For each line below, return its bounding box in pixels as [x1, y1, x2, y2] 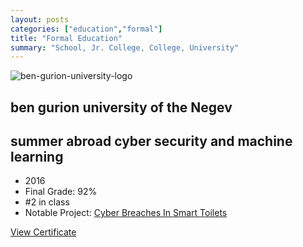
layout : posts [10, 14, 70, 25]
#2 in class [24, 196, 70, 208]
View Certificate [10, 226, 77, 238]
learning [10, 149, 64, 166]
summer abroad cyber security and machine [10, 133, 293, 150]
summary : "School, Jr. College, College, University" [10, 42, 240, 53]
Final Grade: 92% [24, 186, 98, 198]
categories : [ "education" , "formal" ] [10, 24, 163, 34]
